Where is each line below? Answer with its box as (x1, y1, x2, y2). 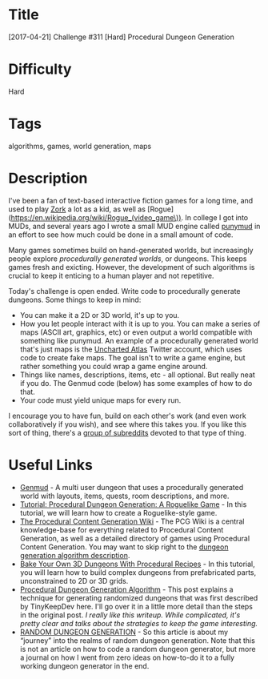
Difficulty (8, 60, 72, 78)
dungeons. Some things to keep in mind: (8, 295, 142, 304)
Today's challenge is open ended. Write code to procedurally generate (8, 286, 241, 295)
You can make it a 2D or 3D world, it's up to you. (19, 310, 180, 319)
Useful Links (8, 456, 94, 474)
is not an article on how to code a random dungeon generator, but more (19, 644, 256, 653)
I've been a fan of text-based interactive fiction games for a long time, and (8, 195, 254, 205)
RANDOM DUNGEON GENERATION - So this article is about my (19, 627, 229, 637)
